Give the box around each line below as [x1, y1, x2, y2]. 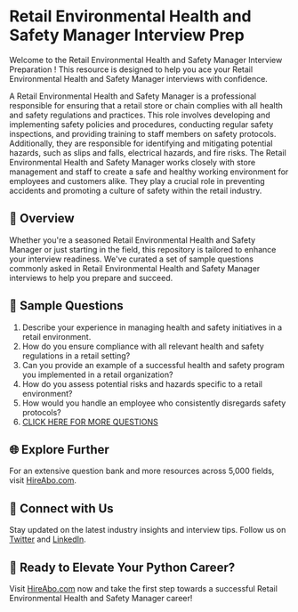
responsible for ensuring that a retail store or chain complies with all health [9, 100, 283, 110]
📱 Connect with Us [9, 501, 114, 516]
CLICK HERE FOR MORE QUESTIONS [21, 416, 158, 427]
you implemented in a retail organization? [21, 369, 173, 380]
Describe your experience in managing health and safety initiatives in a [21, 322, 283, 333]
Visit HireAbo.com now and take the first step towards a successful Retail [9, 584, 278, 593]
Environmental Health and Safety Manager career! [9, 593, 193, 603]
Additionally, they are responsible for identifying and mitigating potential [9, 138, 273, 149]
